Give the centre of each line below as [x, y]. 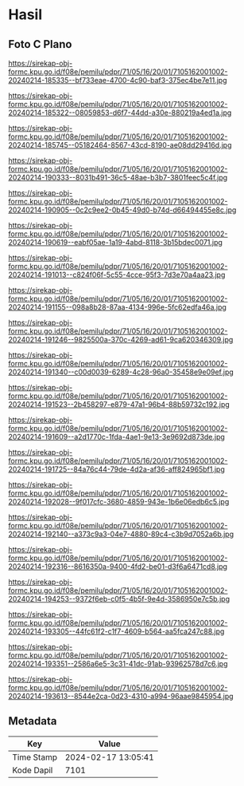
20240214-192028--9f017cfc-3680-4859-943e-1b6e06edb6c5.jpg [119, 502]
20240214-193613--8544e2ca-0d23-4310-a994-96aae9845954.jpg [121, 696]
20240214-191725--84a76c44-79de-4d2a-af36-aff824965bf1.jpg [116, 469]
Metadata [33, 721]
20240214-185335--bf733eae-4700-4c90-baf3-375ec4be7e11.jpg [118, 80]
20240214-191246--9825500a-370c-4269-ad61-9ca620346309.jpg [121, 340]
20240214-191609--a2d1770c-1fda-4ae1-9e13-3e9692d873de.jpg [116, 437]
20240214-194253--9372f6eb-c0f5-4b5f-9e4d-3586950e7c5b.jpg [119, 599]
